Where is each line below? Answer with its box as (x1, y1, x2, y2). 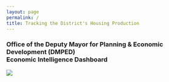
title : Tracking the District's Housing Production (6, 20, 139, 26)
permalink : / (6, 15, 39, 21)
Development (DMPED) (6, 48, 76, 56)
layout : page (6, 9, 39, 15)
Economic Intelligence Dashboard (6, 55, 108, 64)
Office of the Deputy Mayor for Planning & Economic (6, 40, 164, 49)
